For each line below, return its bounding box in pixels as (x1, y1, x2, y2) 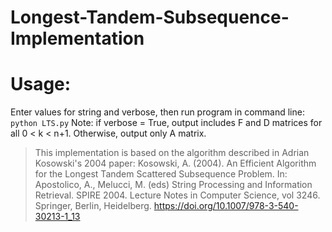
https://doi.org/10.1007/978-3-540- (153, 200, 299, 212)
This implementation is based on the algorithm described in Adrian (34, 147, 310, 159)
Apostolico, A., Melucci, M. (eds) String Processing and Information (34, 179, 313, 191)
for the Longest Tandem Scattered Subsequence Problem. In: (34, 168, 288, 180)
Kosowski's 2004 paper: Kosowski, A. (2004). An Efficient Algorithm (34, 157, 317, 170)
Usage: (10, 73, 72, 96)
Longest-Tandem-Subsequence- (10, 6, 290, 29)
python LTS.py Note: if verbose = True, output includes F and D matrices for (10, 117, 323, 129)
